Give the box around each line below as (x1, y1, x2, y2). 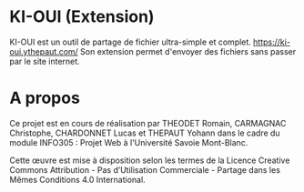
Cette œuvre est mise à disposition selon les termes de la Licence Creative (9, 155, 290, 166)
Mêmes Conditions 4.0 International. (9, 174, 146, 185)
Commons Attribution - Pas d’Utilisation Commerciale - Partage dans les (9, 164, 280, 175)
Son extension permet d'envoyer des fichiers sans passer (80, 45, 297, 56)
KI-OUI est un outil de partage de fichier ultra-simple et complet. (9, 36, 252, 47)
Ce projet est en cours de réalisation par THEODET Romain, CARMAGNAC (9, 117, 287, 128)
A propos (9, 88, 80, 108)
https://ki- (253, 36, 291, 47)
